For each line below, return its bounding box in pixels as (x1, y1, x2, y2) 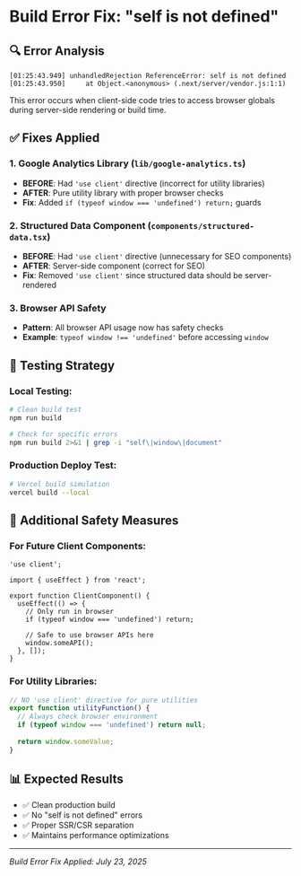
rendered (21, 279, 56, 290)
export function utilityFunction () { (9, 704, 150, 713)
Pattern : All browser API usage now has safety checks (21, 322, 224, 333)
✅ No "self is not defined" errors (21, 810, 143, 820)
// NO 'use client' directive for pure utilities (9, 696, 199, 705)
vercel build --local (9, 487, 90, 497)
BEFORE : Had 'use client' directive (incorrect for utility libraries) (21, 178, 266, 188)
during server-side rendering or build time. (9, 105, 167, 115)
